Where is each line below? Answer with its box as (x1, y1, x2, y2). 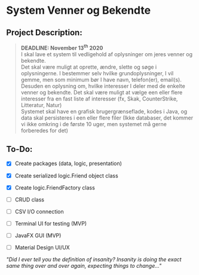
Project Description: (6, 27, 82, 38)
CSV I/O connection (14, 207, 64, 215)
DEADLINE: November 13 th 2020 (20, 43, 103, 51)
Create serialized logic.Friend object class (14, 172, 118, 179)
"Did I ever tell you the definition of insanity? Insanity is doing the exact (6, 255, 182, 263)
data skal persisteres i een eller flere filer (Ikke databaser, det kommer (20, 114, 194, 121)
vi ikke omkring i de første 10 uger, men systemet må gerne (20, 120, 167, 127)
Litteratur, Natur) (20, 101, 62, 108)
